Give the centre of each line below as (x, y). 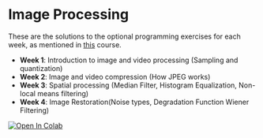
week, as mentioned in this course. (65, 44)
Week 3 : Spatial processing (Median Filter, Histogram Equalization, (128, 85)
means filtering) (63, 93)
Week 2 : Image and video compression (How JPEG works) (115, 76)
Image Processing (68, 15)
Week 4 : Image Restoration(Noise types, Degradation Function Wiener (134, 102)
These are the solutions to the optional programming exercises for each (124, 36)
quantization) (41, 68)
